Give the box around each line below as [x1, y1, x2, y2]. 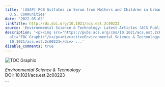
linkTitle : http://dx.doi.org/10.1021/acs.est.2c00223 [5, 21, 120, 26]
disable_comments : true [5, 44, 54, 49]
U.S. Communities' [9, 12, 48, 17]
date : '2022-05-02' [5, 16, 45, 21]
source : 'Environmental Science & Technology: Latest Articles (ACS [5, 26, 148, 30]
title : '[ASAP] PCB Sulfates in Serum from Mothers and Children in [5, 7, 148, 12]
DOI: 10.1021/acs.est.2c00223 [5, 72, 65, 78]
